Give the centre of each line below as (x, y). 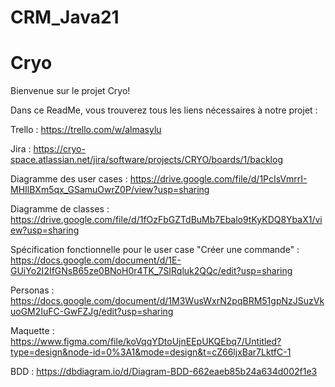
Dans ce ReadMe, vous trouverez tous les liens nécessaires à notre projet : (164, 110)
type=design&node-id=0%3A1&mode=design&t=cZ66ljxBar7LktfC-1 (151, 352)
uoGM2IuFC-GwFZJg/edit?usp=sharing (92, 312)
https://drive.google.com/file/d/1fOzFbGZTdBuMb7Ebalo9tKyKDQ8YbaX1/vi (166, 220)
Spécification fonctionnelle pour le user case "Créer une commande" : (155, 250)
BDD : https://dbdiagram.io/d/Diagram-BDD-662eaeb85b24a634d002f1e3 (164, 372)
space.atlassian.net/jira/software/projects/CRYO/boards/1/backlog (146, 160)
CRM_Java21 (65, 17)
